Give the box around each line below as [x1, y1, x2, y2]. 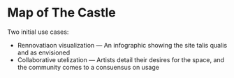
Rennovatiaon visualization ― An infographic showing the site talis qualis [17, 41, 228, 49]
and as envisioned [17, 48, 71, 57]
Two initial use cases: [7, 28, 69, 36]
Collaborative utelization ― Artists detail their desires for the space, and [17, 55, 225, 64]
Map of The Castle [7, 5, 117, 21]
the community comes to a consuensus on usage [17, 63, 159, 71]
